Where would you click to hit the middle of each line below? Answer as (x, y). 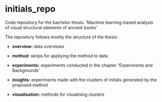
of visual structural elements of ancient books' (51, 27)
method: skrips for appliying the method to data (60, 56)
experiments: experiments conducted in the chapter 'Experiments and (82, 65)
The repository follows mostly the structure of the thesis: (62, 37)
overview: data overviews (38, 46)
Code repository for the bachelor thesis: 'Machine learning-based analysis (79, 22)
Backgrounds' (26, 70)
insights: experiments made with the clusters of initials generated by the (84, 80)
